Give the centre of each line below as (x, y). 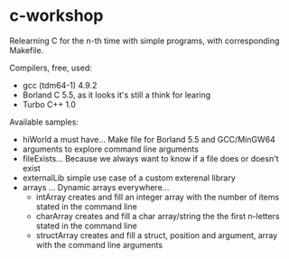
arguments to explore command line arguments (110, 149)
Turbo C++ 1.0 (49, 104)
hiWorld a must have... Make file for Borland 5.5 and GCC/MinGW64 (149, 139)
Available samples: (44, 122)
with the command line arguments (99, 245)
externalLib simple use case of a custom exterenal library (129, 178)
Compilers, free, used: (51, 68)
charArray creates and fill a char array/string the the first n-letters (158, 216)
